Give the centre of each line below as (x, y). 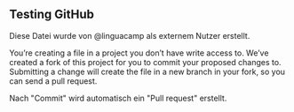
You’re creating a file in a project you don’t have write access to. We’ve (139, 53)
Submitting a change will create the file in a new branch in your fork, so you (147, 71)
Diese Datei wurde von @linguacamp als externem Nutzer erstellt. (130, 35)
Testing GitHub (52, 15)
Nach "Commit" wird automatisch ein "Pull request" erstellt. (118, 98)
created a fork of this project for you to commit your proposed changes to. (145, 62)
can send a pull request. (53, 81)
